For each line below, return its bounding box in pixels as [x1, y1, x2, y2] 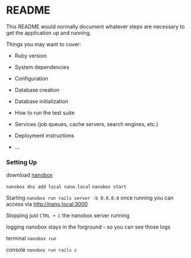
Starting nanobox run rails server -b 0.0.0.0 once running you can [6, 194, 174, 201]
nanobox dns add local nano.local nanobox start [6, 184, 127, 190]
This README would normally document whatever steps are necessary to [6, 23, 185, 30]
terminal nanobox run [6, 235, 57, 242]
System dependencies [14, 63, 70, 71]
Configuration [14, 75, 48, 82]
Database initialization [14, 98, 69, 105]
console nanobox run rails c [6, 246, 77, 253]
